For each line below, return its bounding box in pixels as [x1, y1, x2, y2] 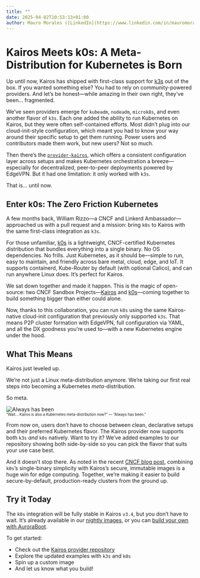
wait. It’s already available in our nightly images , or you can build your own [6, 516, 189, 524]
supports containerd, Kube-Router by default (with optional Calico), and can [6, 264, 192, 271]
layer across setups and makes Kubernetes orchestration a [6, 158, 151, 165]
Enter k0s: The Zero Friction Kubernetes [6, 199, 159, 209]
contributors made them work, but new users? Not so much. [6, 140, 154, 147]
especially [6, 164, 32, 171]
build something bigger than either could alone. [6, 295, 123, 302]
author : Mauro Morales [6, 20, 62, 26]
